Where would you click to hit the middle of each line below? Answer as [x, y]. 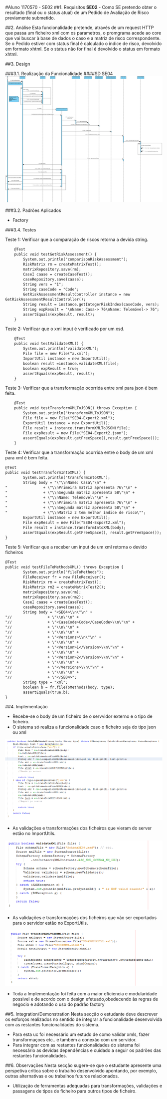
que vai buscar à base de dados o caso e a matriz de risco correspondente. [83, 38]
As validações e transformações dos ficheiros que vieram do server [82, 828]
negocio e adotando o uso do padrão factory [58, 1004]
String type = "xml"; [46, 682]
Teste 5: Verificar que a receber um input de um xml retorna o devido [76, 547]
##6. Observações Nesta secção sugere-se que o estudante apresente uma [83, 1065]
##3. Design [18, 64]
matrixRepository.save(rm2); [53, 597]
